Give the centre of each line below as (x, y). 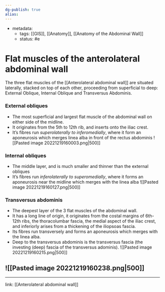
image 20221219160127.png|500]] (46, 187)
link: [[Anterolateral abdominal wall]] (42, 285)
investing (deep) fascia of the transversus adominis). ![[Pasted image (82, 247)
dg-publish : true (23, 10)
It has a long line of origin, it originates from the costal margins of (78, 216)
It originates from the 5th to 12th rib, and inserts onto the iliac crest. (80, 127)
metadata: (22, 28)
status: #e (30, 39)
